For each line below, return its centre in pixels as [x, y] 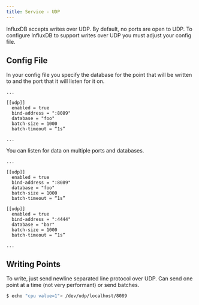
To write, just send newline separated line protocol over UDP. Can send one [99, 279]
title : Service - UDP [33, 12]
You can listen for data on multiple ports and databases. [75, 151]
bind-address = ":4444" [41, 220]
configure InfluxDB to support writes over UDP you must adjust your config [99, 35]
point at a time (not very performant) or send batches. [73, 285]
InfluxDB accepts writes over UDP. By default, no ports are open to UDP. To [99, 29]
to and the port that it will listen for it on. [55, 81]
